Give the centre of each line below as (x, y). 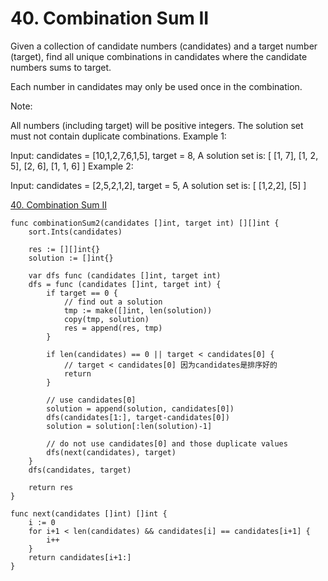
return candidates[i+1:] (80, 557)
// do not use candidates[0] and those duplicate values (167, 443)
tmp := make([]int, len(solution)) (138, 310)
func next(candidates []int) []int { (89, 513)
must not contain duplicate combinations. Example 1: (118, 136)
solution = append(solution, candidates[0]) (140, 408)
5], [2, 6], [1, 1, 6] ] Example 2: (72, 166)
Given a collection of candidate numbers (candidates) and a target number (164, 46)
